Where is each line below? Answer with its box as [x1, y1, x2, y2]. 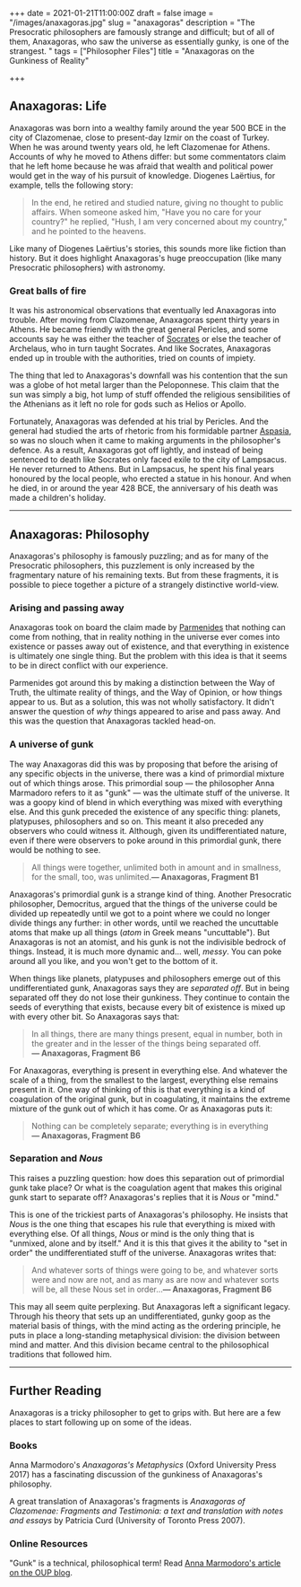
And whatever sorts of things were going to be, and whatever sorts [30, 1265, 279, 1276]
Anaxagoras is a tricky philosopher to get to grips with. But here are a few [9, 1407, 281, 1417]
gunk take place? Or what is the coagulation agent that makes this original [9, 1182, 282, 1193]
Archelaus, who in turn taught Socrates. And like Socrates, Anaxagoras [9, 343, 271, 354]
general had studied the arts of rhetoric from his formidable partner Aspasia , [9, 425, 292, 436]
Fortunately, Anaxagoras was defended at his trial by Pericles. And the [9, 416, 269, 427]
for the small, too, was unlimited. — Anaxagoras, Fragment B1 [30, 871, 259, 882]
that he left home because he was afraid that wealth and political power [9, 161, 274, 171]
